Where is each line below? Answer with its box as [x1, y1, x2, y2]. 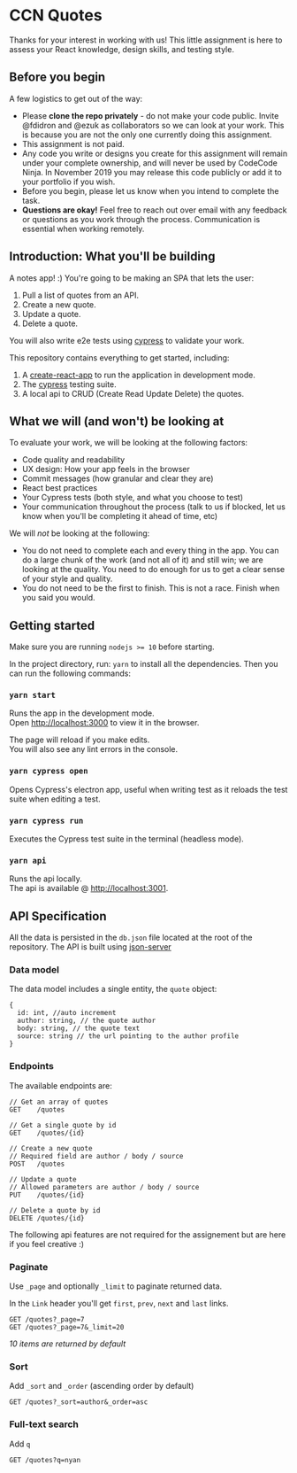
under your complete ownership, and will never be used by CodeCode [21, 157, 278, 168]
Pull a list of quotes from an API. [21, 290, 140, 300]
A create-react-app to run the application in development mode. [21, 369, 256, 380]
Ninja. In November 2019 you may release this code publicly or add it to [21, 167, 283, 177]
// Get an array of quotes [9, 1097, 109, 1106]
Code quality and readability [21, 454, 126, 465]
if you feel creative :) [9, 1238, 85, 1249]
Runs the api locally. [9, 873, 82, 884]
